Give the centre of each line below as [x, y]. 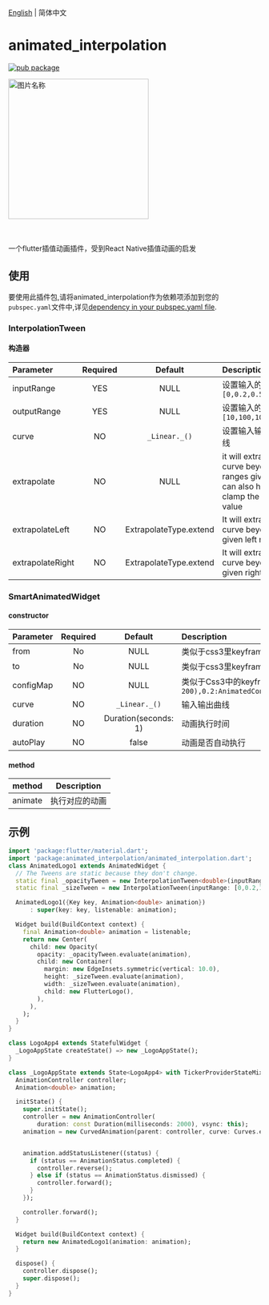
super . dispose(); [52, 1279]
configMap [33, 685]
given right [242, 572]
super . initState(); [55, 1110]
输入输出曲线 [205, 705]
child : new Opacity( [64, 947]
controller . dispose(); [60, 1271]
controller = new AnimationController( [89, 1117]
